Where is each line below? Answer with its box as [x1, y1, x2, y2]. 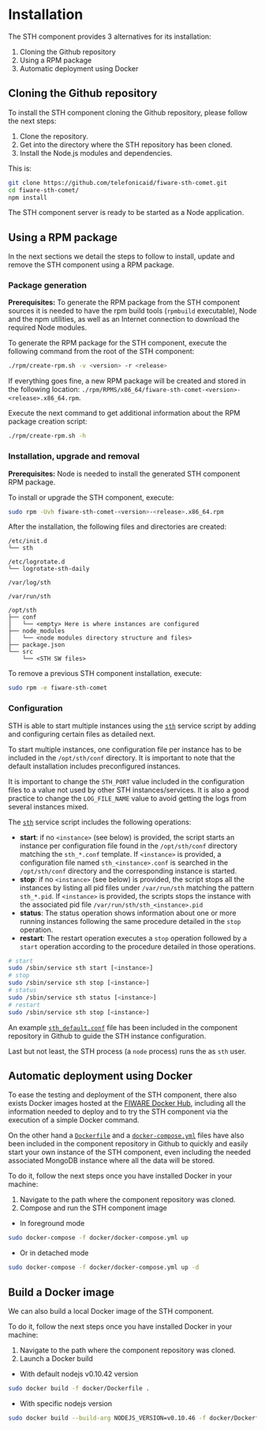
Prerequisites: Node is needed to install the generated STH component [8, 469, 241, 478]
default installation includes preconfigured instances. [8, 761, 181, 771]
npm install [8, 194, 47, 202]
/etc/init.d [8, 538, 47, 545]
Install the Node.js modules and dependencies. [19, 148, 173, 157]
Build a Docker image [8, 1285, 114, 1299]
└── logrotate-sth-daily [8, 565, 90, 573]
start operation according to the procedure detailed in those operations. [19, 941, 256, 951]
